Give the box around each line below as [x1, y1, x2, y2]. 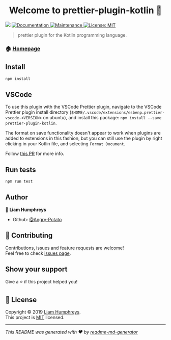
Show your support [5, 265, 68, 274]
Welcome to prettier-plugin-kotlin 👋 [9, 5, 162, 16]
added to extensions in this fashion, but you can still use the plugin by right [5, 135, 162, 142]
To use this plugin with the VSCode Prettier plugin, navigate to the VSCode [5, 104, 162, 110]
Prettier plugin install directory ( [5, 109, 72, 115]
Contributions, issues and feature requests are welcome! [5, 245, 124, 251]
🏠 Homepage [5, 45, 41, 52]
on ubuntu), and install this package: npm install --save [43, 115, 162, 121]
